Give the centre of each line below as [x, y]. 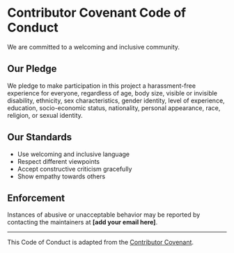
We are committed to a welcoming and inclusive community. [93, 47]
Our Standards [40, 137]
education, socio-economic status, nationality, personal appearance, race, [114, 108]
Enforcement [36, 198]
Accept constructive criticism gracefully [75, 169]
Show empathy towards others [61, 176]
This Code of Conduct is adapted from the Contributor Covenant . [100, 243]
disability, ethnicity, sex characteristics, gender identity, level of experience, [116, 100]
